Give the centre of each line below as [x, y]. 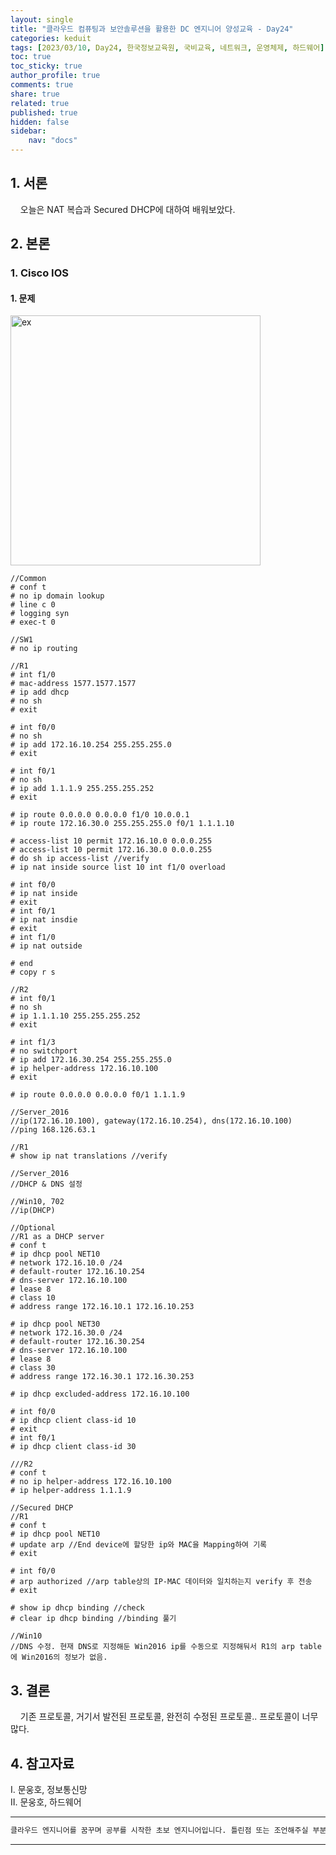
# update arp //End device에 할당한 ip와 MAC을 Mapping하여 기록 [139, 1545]
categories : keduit [51, 38]
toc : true [31, 57]
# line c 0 [33, 605]
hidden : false [40, 122]
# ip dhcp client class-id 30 [73, 1447]
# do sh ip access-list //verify [80, 859]
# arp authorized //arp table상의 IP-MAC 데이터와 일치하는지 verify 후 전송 [161, 1582]
